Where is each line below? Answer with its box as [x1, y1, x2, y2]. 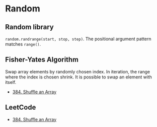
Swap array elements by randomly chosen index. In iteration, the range [5, 68, 151, 74]
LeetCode [5, 103, 36, 112]
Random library [5, 23, 54, 31]
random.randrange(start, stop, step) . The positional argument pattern [5, 36, 152, 42]
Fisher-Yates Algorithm [5, 56, 78, 64]
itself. [5, 79, 16, 85]
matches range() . [5, 41, 41, 47]
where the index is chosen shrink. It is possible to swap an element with [5, 74, 153, 80]
